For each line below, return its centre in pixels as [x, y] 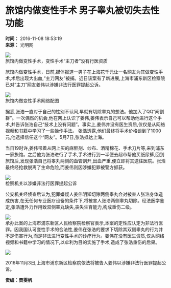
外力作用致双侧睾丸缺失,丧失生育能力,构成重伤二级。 [80, 207]
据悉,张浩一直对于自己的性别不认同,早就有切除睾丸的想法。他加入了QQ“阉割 [85, 111]
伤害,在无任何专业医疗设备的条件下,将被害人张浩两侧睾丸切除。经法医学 [85, 200]
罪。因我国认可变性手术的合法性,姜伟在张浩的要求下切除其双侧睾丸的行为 [82, 229]
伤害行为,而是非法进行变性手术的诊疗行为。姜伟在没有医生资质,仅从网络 [89, 236]
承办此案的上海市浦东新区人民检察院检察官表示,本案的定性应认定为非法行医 [84, 223]
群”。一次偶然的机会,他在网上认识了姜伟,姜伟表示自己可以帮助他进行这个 [81, 118]
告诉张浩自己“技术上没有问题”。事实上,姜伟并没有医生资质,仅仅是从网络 [90, 124]
